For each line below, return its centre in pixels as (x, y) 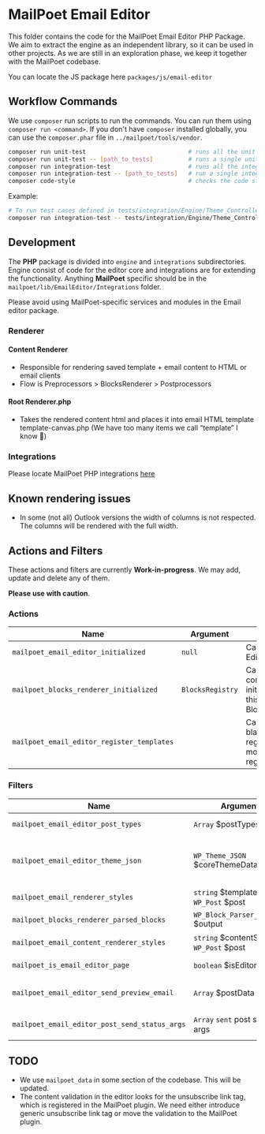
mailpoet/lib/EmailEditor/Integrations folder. (85, 286)
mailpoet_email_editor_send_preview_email (93, 992)
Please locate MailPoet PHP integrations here (82, 474)
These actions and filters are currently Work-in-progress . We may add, (125, 569)
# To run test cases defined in (61, 211)
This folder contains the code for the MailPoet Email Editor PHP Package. (127, 36)
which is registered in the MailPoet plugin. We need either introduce (130, 1105)
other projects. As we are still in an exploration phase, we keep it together (128, 53)
